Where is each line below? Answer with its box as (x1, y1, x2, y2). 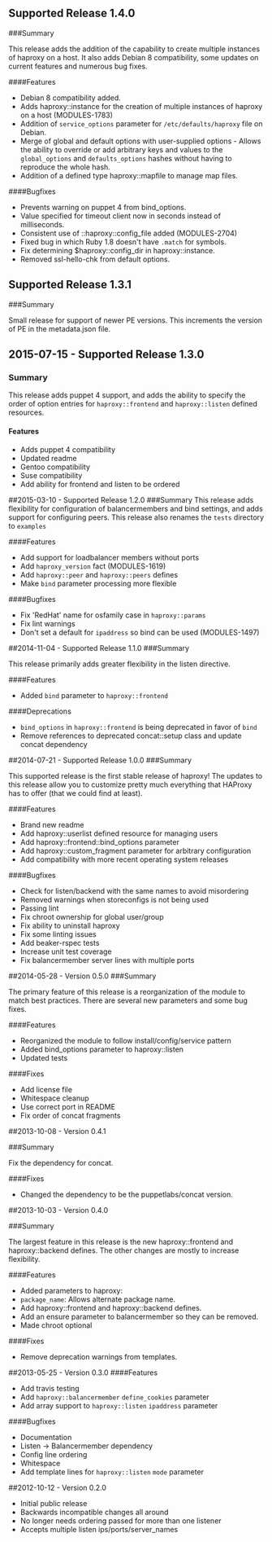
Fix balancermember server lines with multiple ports (19, 955, 195, 964)
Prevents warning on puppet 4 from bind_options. (19, 202, 187, 212)
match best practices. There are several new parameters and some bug (8, 995, 248, 1005)
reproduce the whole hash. (19, 162, 111, 172)
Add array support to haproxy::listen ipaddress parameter (19, 1400, 218, 1410)
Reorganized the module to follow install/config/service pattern (19, 1035, 231, 1045)
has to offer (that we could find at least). (8, 788, 144, 797)
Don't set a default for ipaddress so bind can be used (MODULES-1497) (19, 627, 260, 637)
